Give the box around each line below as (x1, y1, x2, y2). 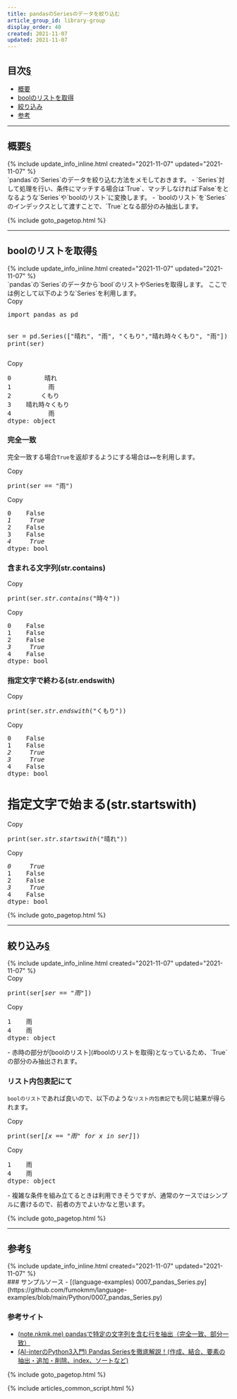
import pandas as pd (7, 310, 79, 319)
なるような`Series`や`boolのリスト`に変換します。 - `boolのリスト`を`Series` (7, 193, 227, 201)
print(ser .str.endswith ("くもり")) (7, 707, 127, 715)
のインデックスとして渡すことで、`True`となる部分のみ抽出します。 (7, 202, 202, 210)
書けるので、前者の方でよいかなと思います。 (19, 1200, 150, 1208)
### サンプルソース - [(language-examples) (7, 1278, 135, 1286)
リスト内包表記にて (7, 1076, 73, 1086)
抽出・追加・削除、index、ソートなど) (17, 1356, 129, 1364)
